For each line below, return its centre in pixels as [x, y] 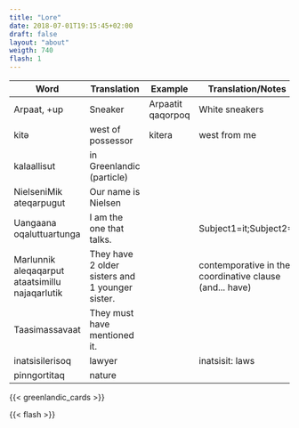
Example [170, 89]
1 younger [111, 287]
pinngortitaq [39, 375]
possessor [111, 141]
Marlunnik [35, 259]
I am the [106, 217]
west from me [227, 135]
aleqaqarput [39, 271]
